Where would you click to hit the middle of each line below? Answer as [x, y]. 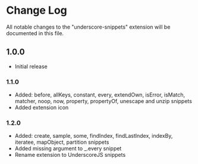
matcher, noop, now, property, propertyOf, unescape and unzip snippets [103, 101]
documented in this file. [35, 33]
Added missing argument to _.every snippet [68, 148]
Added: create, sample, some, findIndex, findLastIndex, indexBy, [94, 136]
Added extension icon [42, 107]
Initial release [31, 66]
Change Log [37, 10]
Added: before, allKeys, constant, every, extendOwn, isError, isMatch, [100, 95]
